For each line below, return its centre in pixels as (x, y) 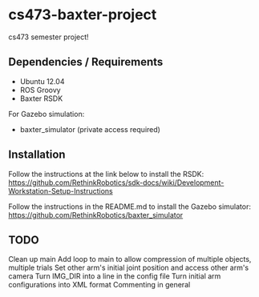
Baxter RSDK (41, 98)
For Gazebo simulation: (47, 114)
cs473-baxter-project (83, 15)
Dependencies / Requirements (86, 62)
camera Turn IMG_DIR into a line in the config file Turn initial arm (115, 276)
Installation (37, 155)
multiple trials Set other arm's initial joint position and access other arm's (129, 268)
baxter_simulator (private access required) (90, 129)
